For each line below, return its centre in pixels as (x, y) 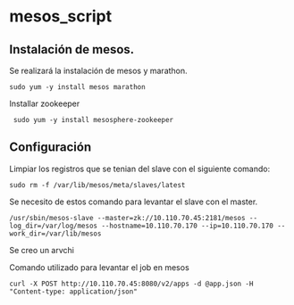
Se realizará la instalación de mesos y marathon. (98, 70)
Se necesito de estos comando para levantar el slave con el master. (134, 202)
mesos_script (61, 16)
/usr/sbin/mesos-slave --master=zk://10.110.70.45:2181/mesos (127, 218)
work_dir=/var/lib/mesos (55, 234)
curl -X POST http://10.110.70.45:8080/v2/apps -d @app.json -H (131, 284)
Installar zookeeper (45, 103)
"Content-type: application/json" (74, 292)
